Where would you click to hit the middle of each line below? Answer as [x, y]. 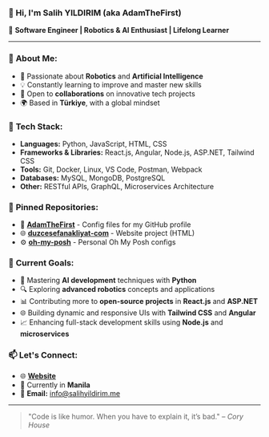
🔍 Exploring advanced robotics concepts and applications [117, 289]
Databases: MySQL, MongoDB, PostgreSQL [92, 178]
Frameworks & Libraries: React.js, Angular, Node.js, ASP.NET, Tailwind [137, 152]
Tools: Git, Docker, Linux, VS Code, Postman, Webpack [111, 169]
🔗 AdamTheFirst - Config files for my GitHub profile [105, 225]
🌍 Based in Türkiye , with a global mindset [90, 103]
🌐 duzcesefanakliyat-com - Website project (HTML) [107, 233]
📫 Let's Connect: [43, 355]
